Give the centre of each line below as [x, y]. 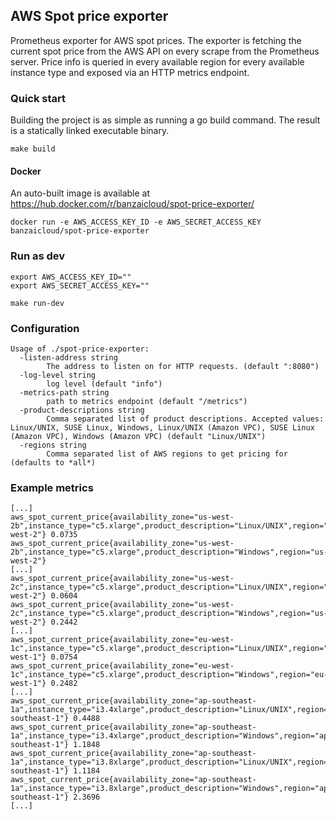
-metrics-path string [64, 392]
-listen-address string [68, 357]
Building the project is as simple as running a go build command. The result [165, 120]
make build [33, 149]
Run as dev [38, 256]
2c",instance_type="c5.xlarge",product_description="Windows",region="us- [169, 614]
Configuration [45, 328]
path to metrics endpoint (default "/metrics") [147, 401]
